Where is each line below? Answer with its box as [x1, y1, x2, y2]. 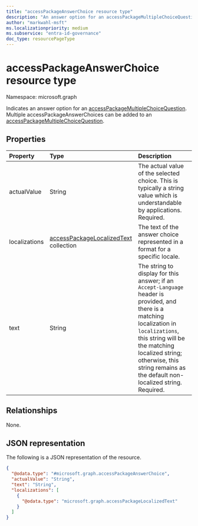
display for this [138, 269, 179, 277]
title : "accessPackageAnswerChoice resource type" [6, 8, 133, 15]
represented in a [138, 237, 184, 246]
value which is [138, 191, 178, 199]
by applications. [138, 206, 182, 214]
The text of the [138, 223, 179, 231]
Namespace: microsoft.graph [6, 93, 77, 100]
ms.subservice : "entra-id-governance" [6, 31, 101, 37]
